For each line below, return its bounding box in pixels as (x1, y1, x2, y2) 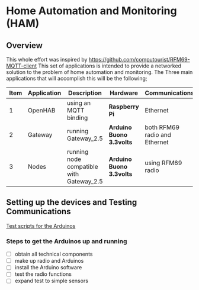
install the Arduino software (14, 264, 82, 271)
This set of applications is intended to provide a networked (38, 62, 182, 69)
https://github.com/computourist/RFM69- (88, 56, 191, 63)
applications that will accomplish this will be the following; (6, 75, 147, 82)
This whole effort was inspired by (6, 56, 88, 63)
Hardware (109, 89, 138, 97)
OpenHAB (27, 107, 56, 114)
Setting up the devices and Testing (6, 197, 137, 208)
